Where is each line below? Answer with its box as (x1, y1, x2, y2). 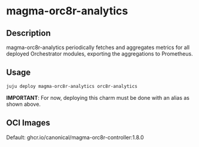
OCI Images (6, 118, 51, 128)
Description (6, 28, 51, 38)
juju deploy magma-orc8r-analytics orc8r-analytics (6, 83, 137, 89)
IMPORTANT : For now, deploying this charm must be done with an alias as (6, 94, 190, 101)
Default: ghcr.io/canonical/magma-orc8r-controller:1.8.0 (6, 133, 145, 141)
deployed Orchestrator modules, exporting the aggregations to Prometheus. (6, 50, 193, 57)
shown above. (6, 100, 41, 108)
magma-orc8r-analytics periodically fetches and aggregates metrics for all (6, 44, 190, 51)
